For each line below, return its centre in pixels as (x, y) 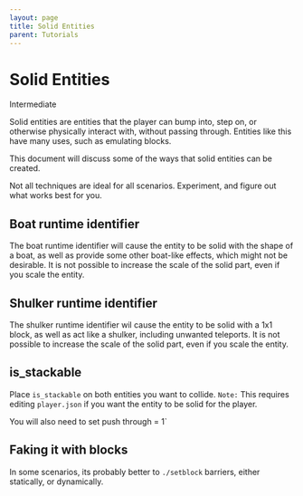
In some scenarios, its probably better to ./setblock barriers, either (135, 472)
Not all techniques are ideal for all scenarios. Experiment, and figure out (143, 186)
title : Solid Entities (52, 26)
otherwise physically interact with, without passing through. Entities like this (151, 131)
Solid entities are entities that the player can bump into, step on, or (133, 122)
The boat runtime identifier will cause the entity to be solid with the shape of (151, 246)
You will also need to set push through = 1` (88, 421)
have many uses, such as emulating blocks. (90, 141)
